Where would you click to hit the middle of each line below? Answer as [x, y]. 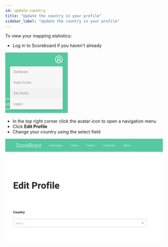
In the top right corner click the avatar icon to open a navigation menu [84, 121]
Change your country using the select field [56, 132]
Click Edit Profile [30, 126]
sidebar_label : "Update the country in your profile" [62, 21]
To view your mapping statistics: [38, 36]
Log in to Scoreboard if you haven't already [57, 45]
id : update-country [25, 10]
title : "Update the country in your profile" [53, 16]
